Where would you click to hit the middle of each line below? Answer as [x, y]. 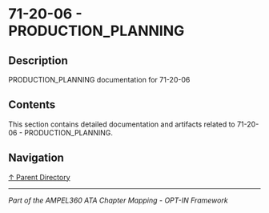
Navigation [36, 158]
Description [38, 60]
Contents [32, 105]
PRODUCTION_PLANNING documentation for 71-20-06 [99, 80]
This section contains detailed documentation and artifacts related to [122, 124]
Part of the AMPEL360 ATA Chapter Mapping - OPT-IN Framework [118, 200]
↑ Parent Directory [39, 177]
